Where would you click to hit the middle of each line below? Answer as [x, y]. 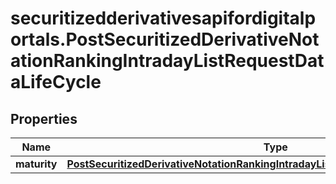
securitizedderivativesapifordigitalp [163, 18]
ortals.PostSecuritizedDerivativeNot [165, 39]
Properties [44, 118]
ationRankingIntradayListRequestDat [167, 61]
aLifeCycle [56, 82]
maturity [36, 164]
